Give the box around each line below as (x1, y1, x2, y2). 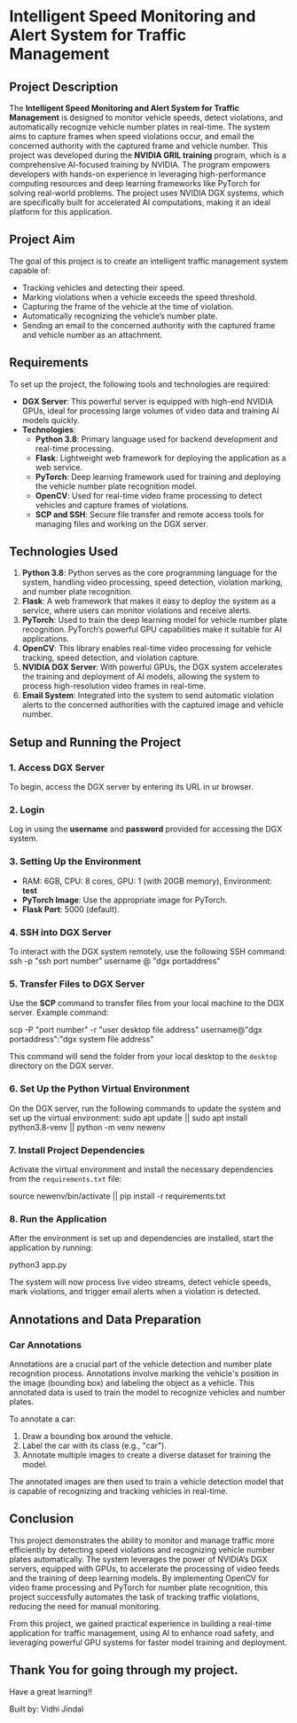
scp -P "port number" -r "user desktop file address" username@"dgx (9, 1025, 263, 1035)
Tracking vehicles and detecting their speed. (21, 282, 185, 293)
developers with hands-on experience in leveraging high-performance (9, 169, 266, 179)
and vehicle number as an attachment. (21, 329, 162, 340)
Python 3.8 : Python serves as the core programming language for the (21, 568, 277, 578)
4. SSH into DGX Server (9, 925, 113, 938)
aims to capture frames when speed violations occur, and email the (9, 131, 254, 141)
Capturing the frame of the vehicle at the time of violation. (21, 301, 234, 311)
